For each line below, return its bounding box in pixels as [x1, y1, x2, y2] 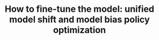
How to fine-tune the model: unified [4, 3, 155, 15]
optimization [53, 25, 106, 36]
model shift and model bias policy [9, 14, 150, 25]
